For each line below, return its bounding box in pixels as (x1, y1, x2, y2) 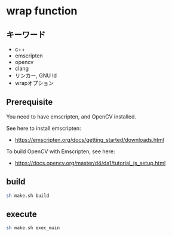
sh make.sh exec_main (6, 225, 60, 231)
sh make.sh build (6, 193, 50, 199)
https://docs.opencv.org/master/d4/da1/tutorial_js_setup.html (14, 159, 166, 166)
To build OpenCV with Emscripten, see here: (6, 148, 115, 155)
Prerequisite (6, 97, 53, 107)
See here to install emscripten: (6, 124, 81, 132)
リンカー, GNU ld (14, 72, 57, 79)
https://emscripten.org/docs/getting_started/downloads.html (14, 136, 164, 143)
